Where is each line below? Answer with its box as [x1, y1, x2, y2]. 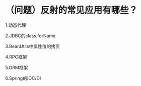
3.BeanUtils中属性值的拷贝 [5, 43, 60, 49]
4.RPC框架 [5, 53, 27, 60]
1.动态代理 [5, 22, 26, 28]
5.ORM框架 [5, 64, 28, 70]
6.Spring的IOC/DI [5, 75, 41, 81]
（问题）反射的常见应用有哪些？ [5, 4, 138, 16]
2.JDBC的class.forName [5, 32, 56, 38]
